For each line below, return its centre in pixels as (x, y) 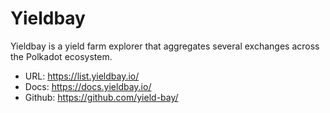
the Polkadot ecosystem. (61, 56)
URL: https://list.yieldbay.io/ (82, 76)
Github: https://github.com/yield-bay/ (101, 97)
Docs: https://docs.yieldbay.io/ (88, 86)
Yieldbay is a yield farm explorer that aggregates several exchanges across (165, 46)
